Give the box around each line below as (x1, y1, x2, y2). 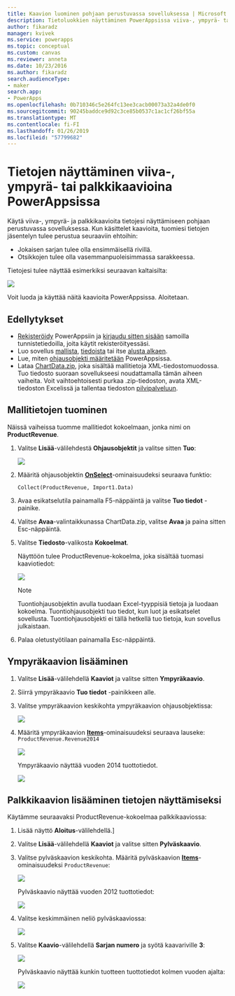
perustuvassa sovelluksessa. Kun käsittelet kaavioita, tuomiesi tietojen (7, 225, 210, 233)
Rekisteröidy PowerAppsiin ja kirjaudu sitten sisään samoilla (17, 332, 190, 340)
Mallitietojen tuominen (7, 404, 108, 416)
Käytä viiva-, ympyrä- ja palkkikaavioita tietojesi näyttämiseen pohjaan (7, 217, 211, 225)
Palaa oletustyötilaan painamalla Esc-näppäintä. (17, 635, 156, 644)
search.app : (7, 88, 42, 95)
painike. (17, 503, 41, 512)
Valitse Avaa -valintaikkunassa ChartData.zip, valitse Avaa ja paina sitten (17, 517, 226, 526)
